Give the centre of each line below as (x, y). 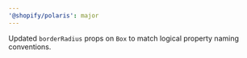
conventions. (30, 46)
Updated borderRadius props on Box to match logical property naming (124, 38)
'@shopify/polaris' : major (54, 15)
